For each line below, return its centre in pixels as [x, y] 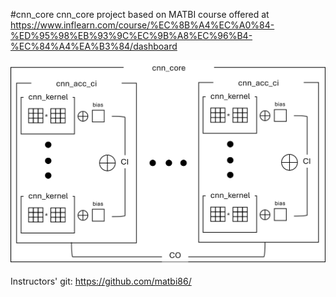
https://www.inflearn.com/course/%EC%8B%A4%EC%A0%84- [142, 25]
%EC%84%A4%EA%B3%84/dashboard [94, 46]
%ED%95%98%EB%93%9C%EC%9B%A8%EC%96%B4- [131, 35]
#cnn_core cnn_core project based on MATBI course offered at [140, 14]
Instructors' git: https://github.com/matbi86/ [101, 281]
